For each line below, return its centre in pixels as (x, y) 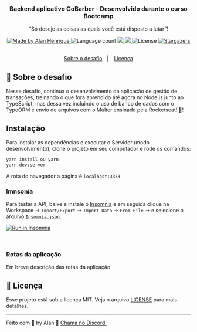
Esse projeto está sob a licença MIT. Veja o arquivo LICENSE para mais (92, 300)
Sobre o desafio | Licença (98, 59)
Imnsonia (20, 191)
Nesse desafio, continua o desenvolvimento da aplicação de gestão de (92, 91)
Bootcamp (98, 16)
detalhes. (17, 306)
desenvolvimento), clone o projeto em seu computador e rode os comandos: (98, 148)
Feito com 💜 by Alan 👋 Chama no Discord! (57, 323)
